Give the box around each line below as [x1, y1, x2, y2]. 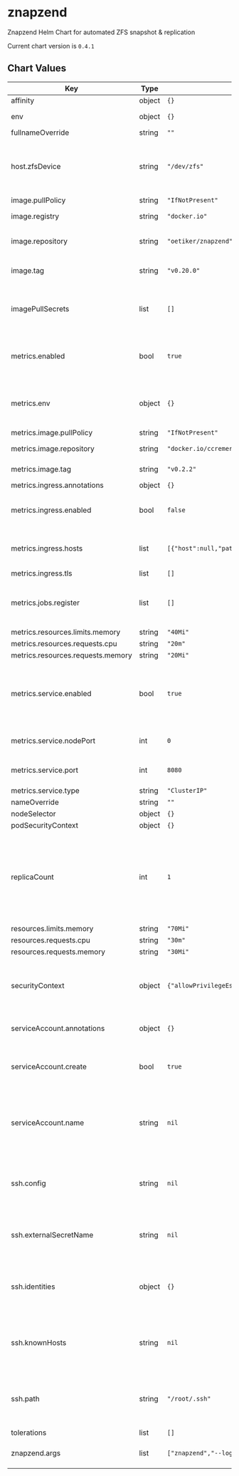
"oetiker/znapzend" [166, 237, 233, 245]
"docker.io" [166, 212, 208, 220]
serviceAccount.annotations [11, 1023, 105, 1033]
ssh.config [11, 1178, 46, 1188]
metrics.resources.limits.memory [11, 627, 121, 637]
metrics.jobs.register [11, 598, 80, 608]
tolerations [11, 1428, 47, 1438]
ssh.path [11, 1393, 41, 1403]
